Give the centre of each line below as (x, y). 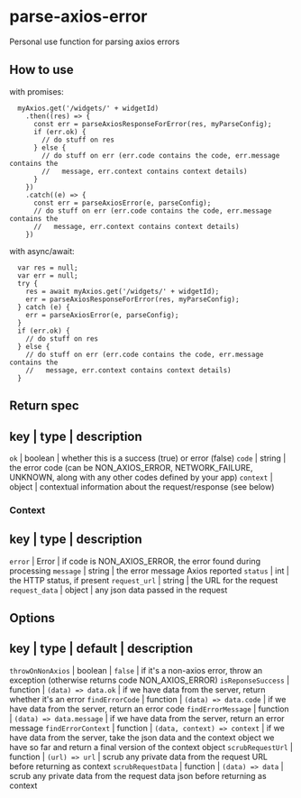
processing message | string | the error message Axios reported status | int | (150, 571)
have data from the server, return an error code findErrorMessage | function (150, 709)
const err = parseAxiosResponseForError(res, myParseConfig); (152, 124)
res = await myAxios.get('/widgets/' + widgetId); (123, 291)
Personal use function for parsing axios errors (95, 41)
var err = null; (48, 275)
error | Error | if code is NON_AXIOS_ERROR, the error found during (135, 561)
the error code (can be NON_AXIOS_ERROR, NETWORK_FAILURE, (131, 467)
